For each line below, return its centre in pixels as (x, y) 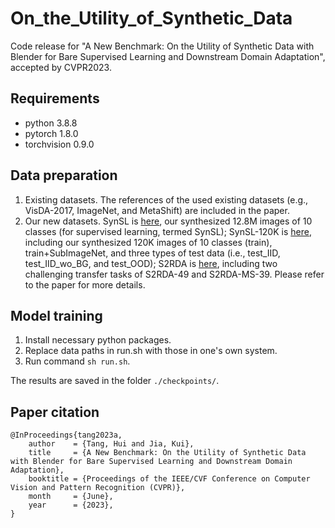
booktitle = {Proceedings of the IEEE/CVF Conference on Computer (169, 479)
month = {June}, (71, 497)
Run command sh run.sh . (77, 361)
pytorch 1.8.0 (51, 133)
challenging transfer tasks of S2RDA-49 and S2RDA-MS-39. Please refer (174, 274)
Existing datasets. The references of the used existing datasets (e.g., (166, 199)
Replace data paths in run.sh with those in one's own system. (151, 351)
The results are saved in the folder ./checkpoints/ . (115, 381)
